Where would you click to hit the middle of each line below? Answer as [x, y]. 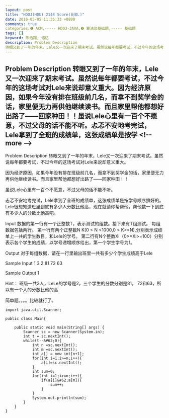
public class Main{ [26, 319]
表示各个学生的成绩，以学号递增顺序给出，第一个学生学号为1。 [70, 242]
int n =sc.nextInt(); [55, 345]
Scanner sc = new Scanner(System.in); [64, 332]
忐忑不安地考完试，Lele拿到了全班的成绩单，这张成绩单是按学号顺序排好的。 [84, 200]
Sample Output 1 [22, 273]
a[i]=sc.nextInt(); [61, 363]
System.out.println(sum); [59, 398]
